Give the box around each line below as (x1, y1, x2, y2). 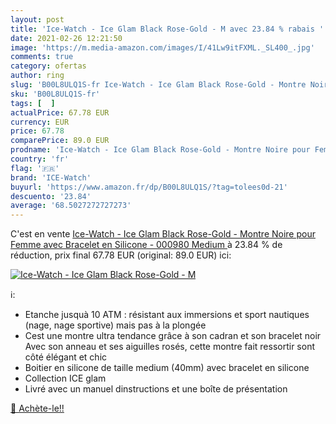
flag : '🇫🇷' (10, 163, 60, 173)
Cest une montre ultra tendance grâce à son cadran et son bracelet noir (24, 330, 322, 342)
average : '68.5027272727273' (10, 201, 132, 211)
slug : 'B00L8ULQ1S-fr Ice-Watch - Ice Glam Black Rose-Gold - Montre (10, 80, 307, 90)
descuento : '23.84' (10, 191, 92, 201)
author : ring (10, 71, 65, 81)
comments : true (10, 52, 74, 62)
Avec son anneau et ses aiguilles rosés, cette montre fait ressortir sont (24, 341, 315, 353)
